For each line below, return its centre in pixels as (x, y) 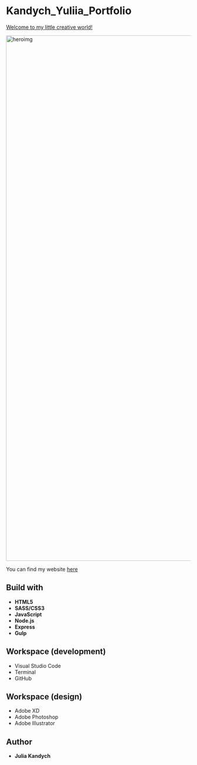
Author (19, 742)
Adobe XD (27, 711)
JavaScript (28, 614)
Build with (25, 588)
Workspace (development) (56, 652)
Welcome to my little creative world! (49, 27)
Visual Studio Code (38, 666)
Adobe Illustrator (35, 723)
